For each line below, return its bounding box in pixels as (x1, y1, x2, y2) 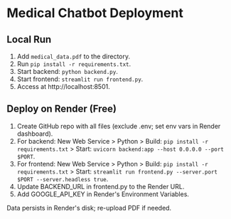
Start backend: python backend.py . (16, 68, 118, 75)
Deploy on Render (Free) (6, 103, 117, 115)
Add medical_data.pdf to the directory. (16, 52, 131, 60)
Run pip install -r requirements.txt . (16, 60, 131, 68)
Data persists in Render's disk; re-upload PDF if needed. (6, 203, 172, 212)
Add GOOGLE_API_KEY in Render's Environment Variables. (16, 190, 190, 198)
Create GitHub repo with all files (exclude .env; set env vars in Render (16, 122, 221, 130)
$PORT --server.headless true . (16, 174, 109, 183)
